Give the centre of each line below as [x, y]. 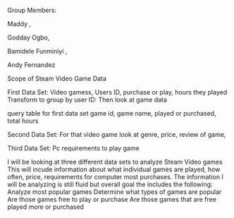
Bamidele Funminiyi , [37, 51]
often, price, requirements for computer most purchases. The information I [115, 177]
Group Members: [32, 10]
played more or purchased [46, 207]
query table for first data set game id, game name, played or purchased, [112, 113]
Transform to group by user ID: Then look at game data [87, 99]
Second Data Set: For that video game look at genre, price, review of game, [117, 134]
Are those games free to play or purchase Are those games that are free [112, 199]
